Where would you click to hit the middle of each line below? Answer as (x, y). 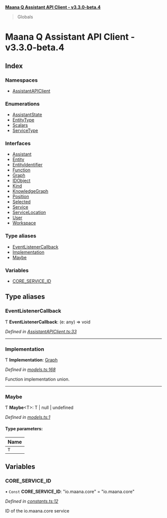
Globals (25, 17)
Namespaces (22, 80)
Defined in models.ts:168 (31, 370)
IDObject (21, 181)
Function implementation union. (38, 379)
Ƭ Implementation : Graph (32, 360)
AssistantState (27, 115)
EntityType (23, 120)
